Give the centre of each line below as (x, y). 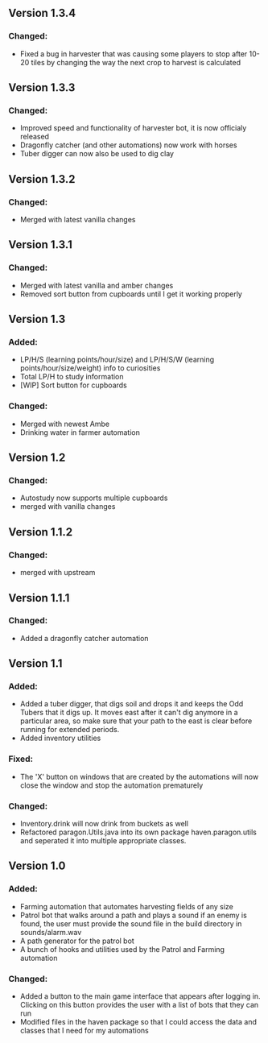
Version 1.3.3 (42, 88)
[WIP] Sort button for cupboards (73, 385)
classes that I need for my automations (84, 1031)
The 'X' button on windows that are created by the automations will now (139, 776)
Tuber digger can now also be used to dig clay (97, 154)
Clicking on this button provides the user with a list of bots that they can (139, 1005)
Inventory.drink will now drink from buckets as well (104, 824)
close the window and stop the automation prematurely (111, 785)
